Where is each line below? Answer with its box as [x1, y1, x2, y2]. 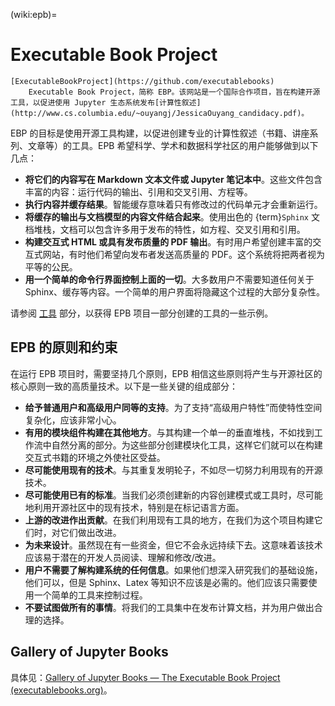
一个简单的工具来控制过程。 [33, 589, 148, 601]
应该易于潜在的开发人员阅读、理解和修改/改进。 [24, 551, 222, 563]
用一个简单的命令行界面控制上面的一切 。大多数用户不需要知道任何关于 [24, 273, 315, 285]
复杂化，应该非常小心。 [24, 414, 122, 426]
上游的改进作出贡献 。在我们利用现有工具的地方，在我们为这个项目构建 [24, 514, 315, 526]
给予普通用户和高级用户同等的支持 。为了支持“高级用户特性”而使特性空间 [24, 401, 323, 413]
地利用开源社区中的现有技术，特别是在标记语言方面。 [24, 501, 245, 513]
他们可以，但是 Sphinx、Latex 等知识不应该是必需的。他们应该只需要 [24, 576, 309, 588]
